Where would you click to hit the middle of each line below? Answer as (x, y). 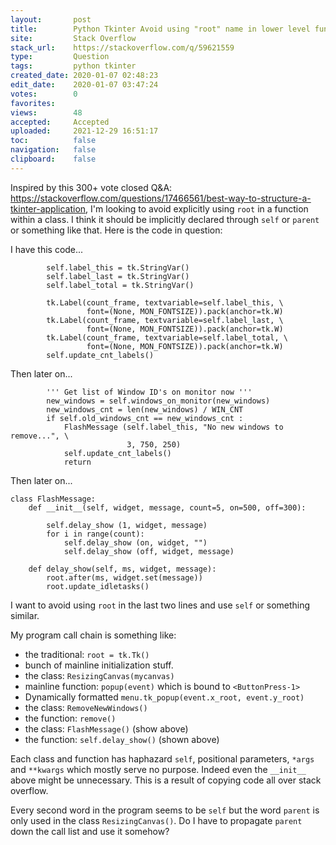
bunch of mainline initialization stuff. (99, 665)
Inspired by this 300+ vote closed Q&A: (91, 187)
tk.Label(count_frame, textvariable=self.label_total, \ (167, 337)
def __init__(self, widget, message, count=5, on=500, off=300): (167, 507)
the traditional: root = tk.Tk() (87, 654)
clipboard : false (53, 159)
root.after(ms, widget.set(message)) (124, 577)
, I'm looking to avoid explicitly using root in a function (197, 208)
